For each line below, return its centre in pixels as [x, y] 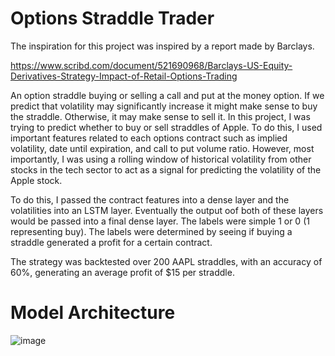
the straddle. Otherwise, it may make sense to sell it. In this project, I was [160, 116]
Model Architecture [93, 313]
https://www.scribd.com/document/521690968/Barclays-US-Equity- [151, 65]
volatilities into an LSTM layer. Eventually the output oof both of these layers [167, 210]
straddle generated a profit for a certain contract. [111, 242]
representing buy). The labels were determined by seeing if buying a [151, 231]
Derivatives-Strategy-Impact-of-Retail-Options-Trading [124, 76]
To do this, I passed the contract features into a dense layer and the [150, 199]
